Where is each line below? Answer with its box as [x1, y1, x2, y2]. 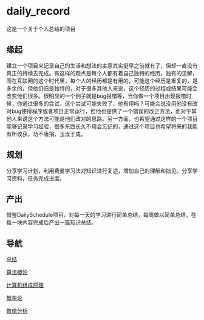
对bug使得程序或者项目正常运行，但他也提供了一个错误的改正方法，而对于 [6, 107, 192, 115]
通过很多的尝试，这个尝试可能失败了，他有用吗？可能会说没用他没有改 [22, 100, 198, 107]
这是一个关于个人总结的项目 [6, 25, 76, 32]
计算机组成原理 [6, 281, 44, 289]
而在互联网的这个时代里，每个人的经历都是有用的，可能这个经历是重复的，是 [6, 77, 198, 84]
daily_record [6, 4, 70, 18]
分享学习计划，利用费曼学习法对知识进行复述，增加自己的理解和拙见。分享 [6, 167, 192, 174]
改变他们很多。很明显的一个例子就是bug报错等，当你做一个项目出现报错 [6, 92, 186, 100]
